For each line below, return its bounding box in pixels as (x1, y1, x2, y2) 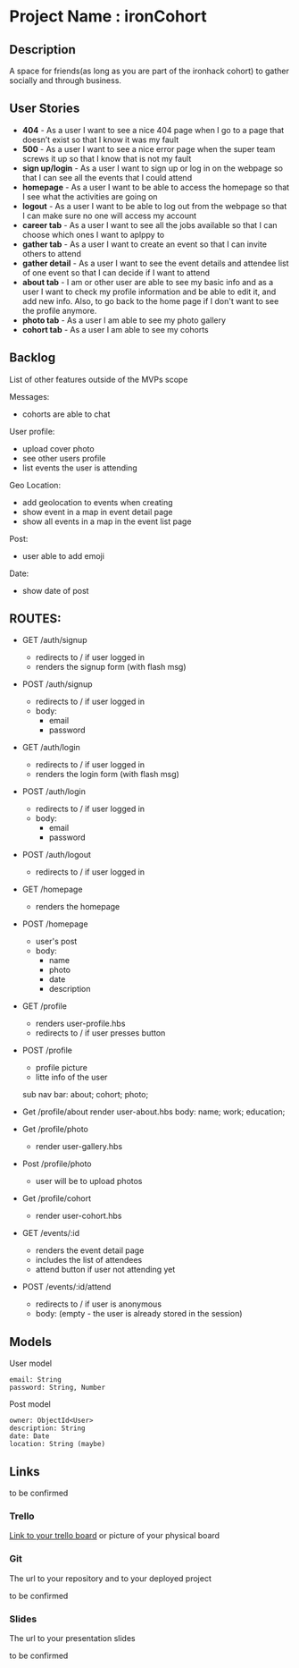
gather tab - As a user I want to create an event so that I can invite (21, 239, 268, 250)
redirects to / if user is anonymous (35, 1299, 162, 1309)
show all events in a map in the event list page (21, 516, 192, 527)
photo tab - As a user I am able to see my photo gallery (21, 315, 226, 326)
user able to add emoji (21, 550, 105, 561)
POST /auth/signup (21, 679, 93, 690)
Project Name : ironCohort (9, 6, 207, 27)
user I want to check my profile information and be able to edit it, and (21, 286, 277, 297)
